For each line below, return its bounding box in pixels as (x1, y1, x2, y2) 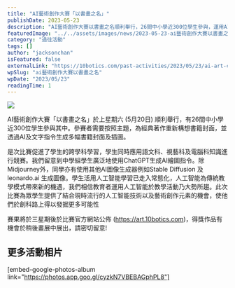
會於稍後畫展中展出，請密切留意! (13, 224, 108, 232)
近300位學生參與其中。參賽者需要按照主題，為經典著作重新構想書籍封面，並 (7, 124, 227, 132)
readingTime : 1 (7, 82, 52, 89)
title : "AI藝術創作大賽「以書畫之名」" (7, 10, 110, 18)
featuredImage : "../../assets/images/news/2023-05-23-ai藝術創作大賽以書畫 (7, 29, 224, 37)
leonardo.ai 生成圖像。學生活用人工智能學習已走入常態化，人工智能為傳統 (7, 174, 219, 182)
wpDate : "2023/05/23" (7, 75, 71, 83)
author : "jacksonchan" (7, 50, 73, 57)
